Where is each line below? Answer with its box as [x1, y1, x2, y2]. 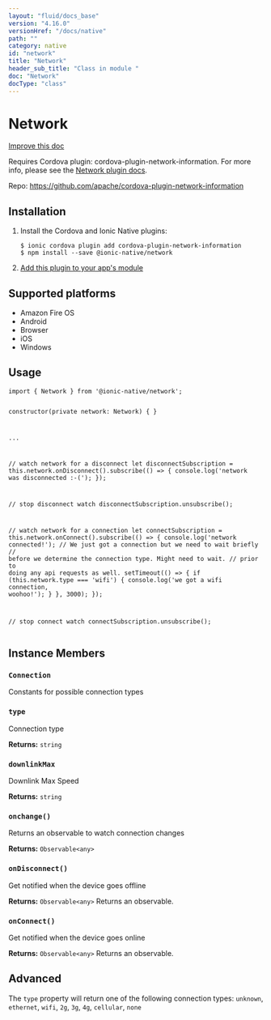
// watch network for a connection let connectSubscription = [8, 526, 222, 534]
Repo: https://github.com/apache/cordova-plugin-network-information [8, 181, 244, 191]
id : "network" [8, 49, 57, 57]
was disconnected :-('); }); [8, 474, 107, 482]
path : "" [8, 34, 38, 43]
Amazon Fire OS [19, 308, 75, 318]
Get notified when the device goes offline [8, 880, 146, 890]
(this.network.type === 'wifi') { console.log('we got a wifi [8, 576, 222, 584]
